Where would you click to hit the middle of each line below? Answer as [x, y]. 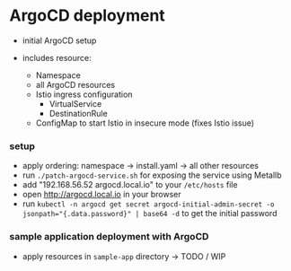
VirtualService [75, 103]
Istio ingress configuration [84, 94]
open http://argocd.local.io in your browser [101, 195]
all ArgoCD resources [75, 84]
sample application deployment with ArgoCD [109, 237]
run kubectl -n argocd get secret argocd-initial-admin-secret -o [148, 204]
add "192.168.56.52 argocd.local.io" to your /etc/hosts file [130, 185]
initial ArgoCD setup [59, 40]
